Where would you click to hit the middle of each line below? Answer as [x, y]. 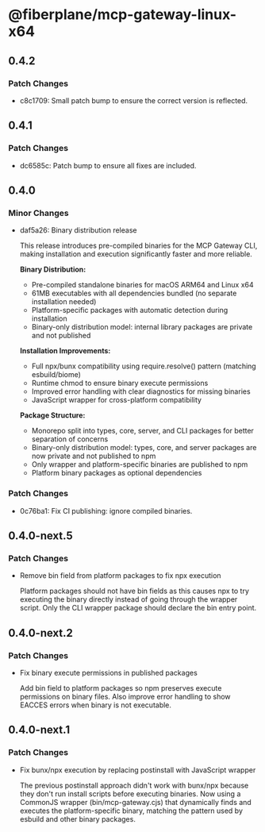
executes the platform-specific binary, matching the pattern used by [131, 811]
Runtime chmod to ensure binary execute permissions [120, 383]
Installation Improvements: [65, 351]
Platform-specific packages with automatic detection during [130, 310]
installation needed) [64, 302]
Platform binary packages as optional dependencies [117, 473]
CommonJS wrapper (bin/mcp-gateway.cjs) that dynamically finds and [135, 802]
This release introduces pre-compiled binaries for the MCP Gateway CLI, [138, 246]
